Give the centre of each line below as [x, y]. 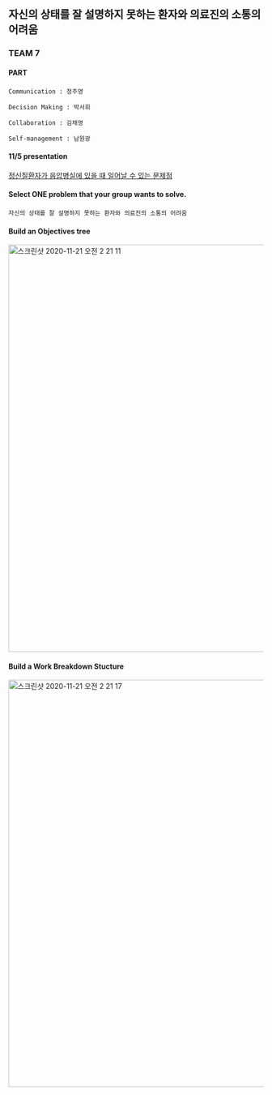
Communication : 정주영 [46, 92]
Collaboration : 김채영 [46, 123]
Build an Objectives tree [49, 231]
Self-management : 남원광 [49, 139]
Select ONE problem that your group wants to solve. [98, 195]
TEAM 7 [24, 53]
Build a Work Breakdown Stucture [66, 666]
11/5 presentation [38, 156]
